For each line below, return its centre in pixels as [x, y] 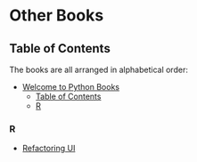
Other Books [57, 16]
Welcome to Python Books [71, 87]
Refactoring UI [49, 149]
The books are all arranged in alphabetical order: [99, 69]
